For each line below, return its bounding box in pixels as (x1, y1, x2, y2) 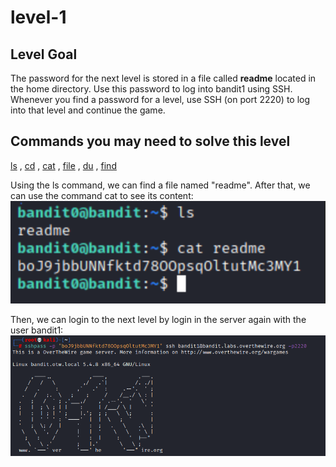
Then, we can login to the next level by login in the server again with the (10, 313, 307, 325)
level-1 (10, 6, 67, 29)
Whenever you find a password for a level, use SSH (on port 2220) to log (10, 94, 311, 105)
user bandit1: (10, 324, 64, 336)
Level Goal (10, 46, 78, 63)
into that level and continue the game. (10, 104, 166, 116)
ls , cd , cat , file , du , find (10, 159, 117, 171)
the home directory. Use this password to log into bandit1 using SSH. (10, 83, 293, 95)
